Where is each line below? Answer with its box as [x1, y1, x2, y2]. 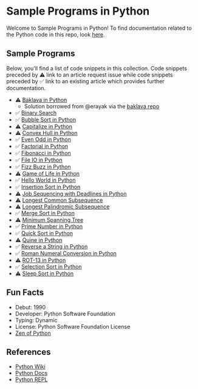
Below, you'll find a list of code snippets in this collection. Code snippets [6, 64, 187, 72]
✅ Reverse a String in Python [15, 243, 88, 250]
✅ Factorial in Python [15, 142, 69, 150]
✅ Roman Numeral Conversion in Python [15, 249, 117, 256]
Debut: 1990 [15, 303, 46, 311]
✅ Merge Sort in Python [15, 209, 75, 216]
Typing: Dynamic [15, 316, 58, 323]
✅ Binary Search [15, 109, 57, 116]
